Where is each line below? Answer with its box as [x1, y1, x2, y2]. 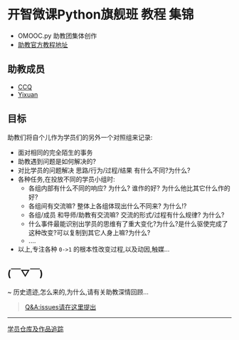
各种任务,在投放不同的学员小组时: [17, 175, 115, 183]
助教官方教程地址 [17, 40, 68, 48]
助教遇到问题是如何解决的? [17, 157, 96, 165]
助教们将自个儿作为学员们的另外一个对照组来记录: [7, 133, 153, 141]
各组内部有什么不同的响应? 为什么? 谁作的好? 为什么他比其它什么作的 [28, 183, 230, 192]
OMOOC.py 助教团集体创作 [17, 31, 97, 40]
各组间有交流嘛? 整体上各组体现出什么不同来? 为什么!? [28, 201, 187, 210]
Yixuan [17, 90, 38, 98]
